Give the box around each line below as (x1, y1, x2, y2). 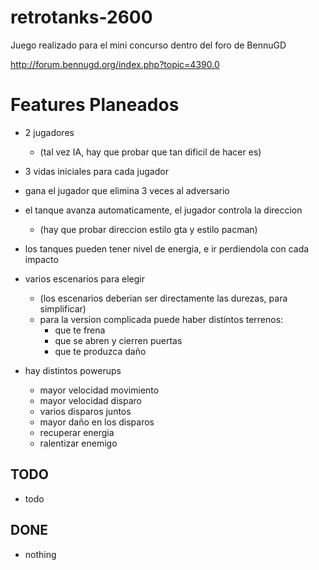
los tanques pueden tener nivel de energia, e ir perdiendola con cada (24, 242, 310, 255)
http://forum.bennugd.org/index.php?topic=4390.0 (10, 58, 220, 70)
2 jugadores (24, 126, 75, 138)
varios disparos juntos (39, 405, 132, 417)
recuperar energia (39, 426, 115, 438)
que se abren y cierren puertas (54, 334, 183, 346)
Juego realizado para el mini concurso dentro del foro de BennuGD (10, 39, 287, 51)
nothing (24, 548, 57, 560)
